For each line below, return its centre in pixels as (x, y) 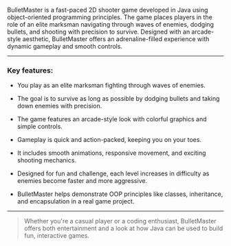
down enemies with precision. (59, 106)
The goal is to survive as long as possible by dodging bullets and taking (118, 99)
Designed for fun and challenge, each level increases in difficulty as (113, 173)
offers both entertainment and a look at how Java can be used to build (123, 228)
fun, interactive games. (56, 236)
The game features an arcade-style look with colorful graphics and (112, 119)
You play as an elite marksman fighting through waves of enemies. (111, 86)
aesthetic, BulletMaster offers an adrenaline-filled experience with (116, 39)
